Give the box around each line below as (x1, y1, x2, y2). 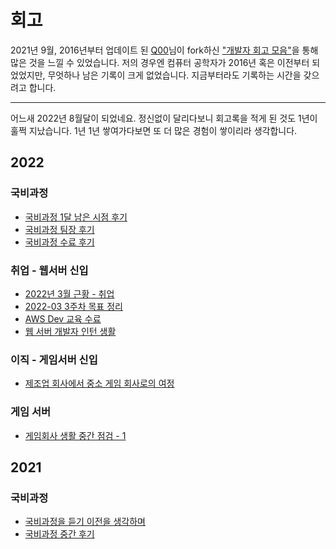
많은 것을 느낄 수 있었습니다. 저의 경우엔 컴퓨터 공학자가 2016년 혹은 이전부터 (10, 56, 310, 68)
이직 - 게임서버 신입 (10, 352, 98, 366)
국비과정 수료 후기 (24, 236, 95, 248)
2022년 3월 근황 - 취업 (24, 287, 115, 300)
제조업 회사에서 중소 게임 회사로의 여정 (24, 377, 175, 390)
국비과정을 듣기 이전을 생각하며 (24, 516, 146, 528)
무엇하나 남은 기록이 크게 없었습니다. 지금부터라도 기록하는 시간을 (47, 69, 302, 81)
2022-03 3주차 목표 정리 (24, 300, 123, 312)
